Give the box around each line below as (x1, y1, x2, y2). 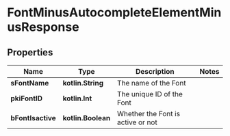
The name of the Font (116, 79, 186, 87)
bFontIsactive (10, 113, 56, 122)
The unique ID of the (116, 90, 183, 98)
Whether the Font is (116, 109, 180, 118)
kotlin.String (62, 79, 104, 87)
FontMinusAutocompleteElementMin (7, 5, 222, 21)
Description (136, 67, 175, 76)
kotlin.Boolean (62, 113, 111, 122)
